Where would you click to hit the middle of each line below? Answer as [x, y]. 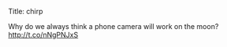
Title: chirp [26, 11]
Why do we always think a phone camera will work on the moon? [113, 26]
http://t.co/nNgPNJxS [43, 35]
